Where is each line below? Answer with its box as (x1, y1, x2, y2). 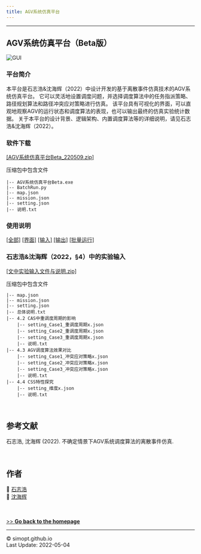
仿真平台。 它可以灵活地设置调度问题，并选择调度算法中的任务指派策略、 (11, 92, 191, 99)
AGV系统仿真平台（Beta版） (6, 38, 112, 48)
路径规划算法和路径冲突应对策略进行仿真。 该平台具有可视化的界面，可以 (6, 100, 186, 107)
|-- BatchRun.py (6, 185, 47, 191)
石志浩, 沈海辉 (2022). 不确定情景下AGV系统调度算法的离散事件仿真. (6, 438, 174, 445)
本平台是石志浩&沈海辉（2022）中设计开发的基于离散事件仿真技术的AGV (6, 85, 185, 92)
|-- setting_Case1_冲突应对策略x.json (17, 354, 108, 360)
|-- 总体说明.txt (6, 309, 46, 315)
